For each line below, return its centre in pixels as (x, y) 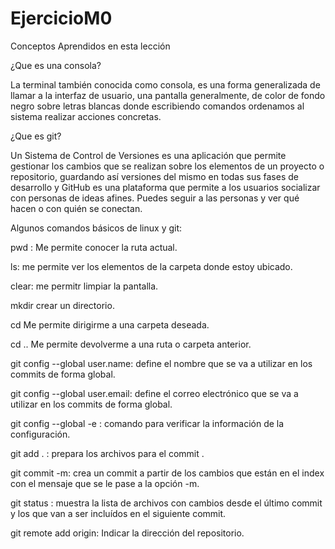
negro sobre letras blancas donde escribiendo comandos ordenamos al (157, 106)
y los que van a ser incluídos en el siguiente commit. (118, 513)
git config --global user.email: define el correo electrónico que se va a (154, 393)
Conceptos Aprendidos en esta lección (90, 46)
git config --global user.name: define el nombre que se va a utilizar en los (161, 363)
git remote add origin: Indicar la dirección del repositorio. (127, 533)
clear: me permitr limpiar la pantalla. (84, 286)
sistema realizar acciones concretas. (86, 116)
